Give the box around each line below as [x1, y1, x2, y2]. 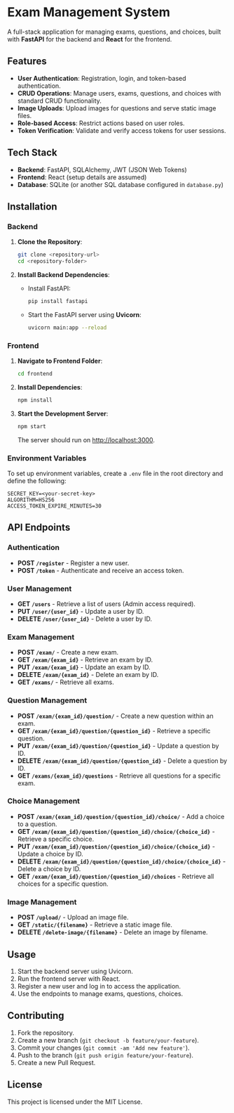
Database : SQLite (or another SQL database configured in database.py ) [17, 180, 224, 188]
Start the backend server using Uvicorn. [17, 967, 133, 975]
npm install [17, 397, 53, 404]
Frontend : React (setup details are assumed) [17, 173, 147, 181]
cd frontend [17, 371, 53, 378]
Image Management [7, 897, 77, 907]
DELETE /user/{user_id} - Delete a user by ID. [17, 615, 153, 623]
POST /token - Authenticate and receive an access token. [17, 566, 184, 574]
